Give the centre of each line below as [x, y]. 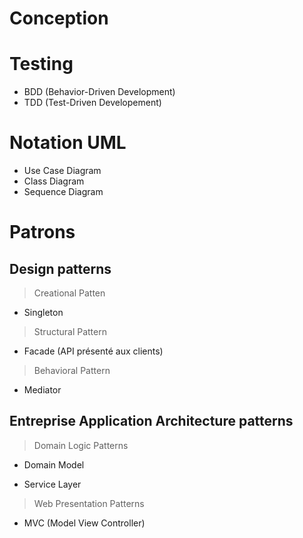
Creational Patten [69, 293]
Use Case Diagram [62, 171]
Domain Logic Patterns [81, 445]
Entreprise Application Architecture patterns [151, 421]
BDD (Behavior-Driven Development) [99, 92]
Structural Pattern [70, 332]
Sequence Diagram [63, 192]
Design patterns [60, 268]
